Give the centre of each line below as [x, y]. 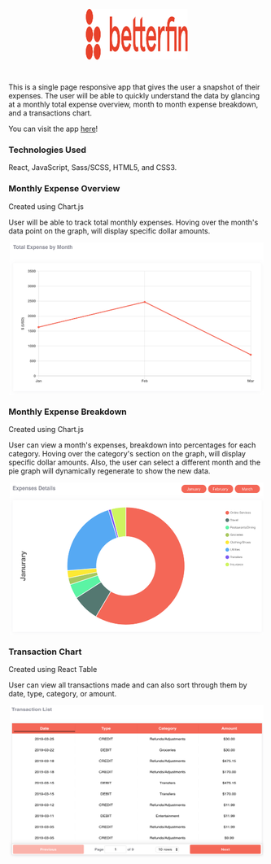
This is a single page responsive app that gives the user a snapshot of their [134, 87]
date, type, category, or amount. [63, 694]
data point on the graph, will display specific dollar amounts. [109, 231]
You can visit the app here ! [53, 129]
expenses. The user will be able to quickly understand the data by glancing [134, 96]
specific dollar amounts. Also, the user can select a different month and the [135, 462]
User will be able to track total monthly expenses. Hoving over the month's [133, 222]
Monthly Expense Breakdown [68, 412]
